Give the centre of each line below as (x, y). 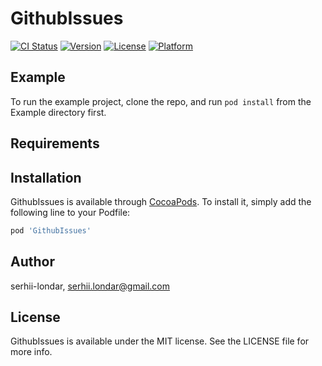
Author (32, 262)
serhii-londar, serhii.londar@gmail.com (90, 286)
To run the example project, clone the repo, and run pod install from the (161, 101)
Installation (46, 177)
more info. (31, 352)
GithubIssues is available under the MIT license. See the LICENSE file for (160, 341)
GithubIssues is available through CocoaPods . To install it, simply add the (161, 201)
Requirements (55, 143)
